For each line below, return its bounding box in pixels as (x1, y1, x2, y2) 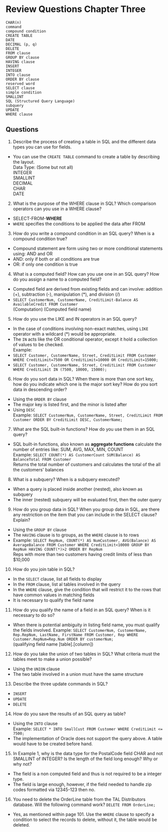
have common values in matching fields (12, 592, 95, 598)
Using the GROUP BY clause (12, 526, 67, 532)
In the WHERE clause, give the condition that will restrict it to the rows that (12, 586, 161, 592)
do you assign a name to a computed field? (12, 276, 102, 282)
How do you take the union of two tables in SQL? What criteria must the (12, 651, 160, 657)
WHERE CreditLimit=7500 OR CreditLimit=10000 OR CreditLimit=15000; (12, 357, 159, 363)
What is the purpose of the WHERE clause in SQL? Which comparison (12, 200, 157, 206)
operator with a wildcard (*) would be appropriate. (12, 331, 116, 337)
